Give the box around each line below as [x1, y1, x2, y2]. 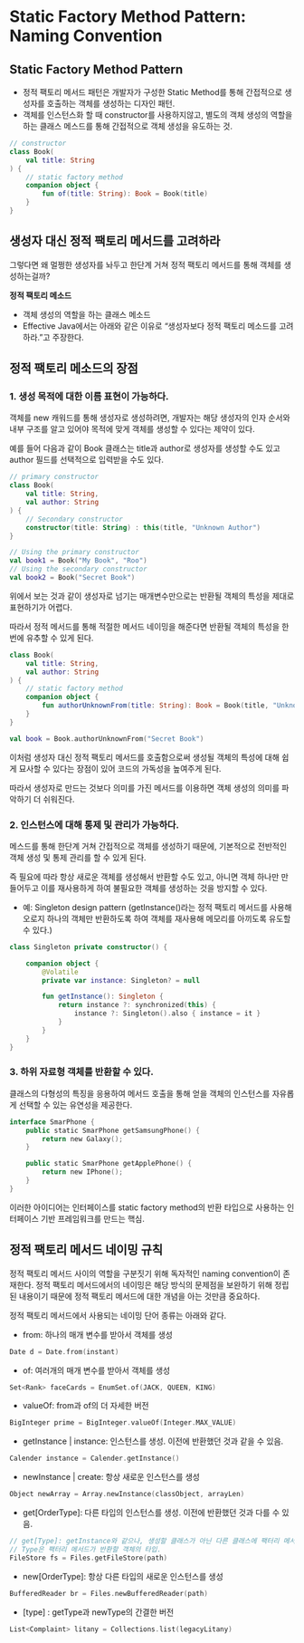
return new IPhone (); [42, 1167, 124, 1177]
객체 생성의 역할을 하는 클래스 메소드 [22, 309, 151, 320]
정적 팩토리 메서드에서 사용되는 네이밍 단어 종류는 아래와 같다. [9, 1310, 227, 1321]
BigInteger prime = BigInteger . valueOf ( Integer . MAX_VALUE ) [9, 1418, 237, 1427]
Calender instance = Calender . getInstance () [9, 1454, 180, 1464]
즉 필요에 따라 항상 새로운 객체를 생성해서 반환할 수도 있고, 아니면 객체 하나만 [9, 871, 280, 882]
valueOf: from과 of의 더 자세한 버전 [22, 1400, 149, 1411]
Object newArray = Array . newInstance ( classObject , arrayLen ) [9, 1490, 245, 1499]
